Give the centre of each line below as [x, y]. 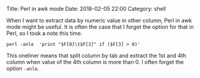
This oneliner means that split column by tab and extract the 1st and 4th [96, 56]
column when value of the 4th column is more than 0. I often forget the [95, 62]
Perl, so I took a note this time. [45, 33]
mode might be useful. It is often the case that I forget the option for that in [100, 27]
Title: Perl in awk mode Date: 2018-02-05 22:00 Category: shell [86, 9]
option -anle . [23, 68]
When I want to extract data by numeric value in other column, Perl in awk [99, 20]
